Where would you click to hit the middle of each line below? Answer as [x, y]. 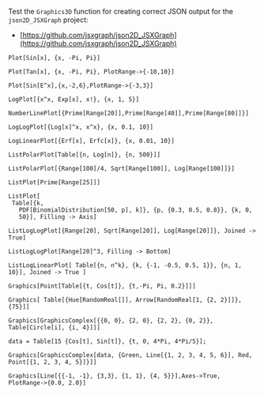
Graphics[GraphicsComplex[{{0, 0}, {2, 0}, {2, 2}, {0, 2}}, [111, 321]
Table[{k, [28, 203]
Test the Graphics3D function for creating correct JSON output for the [121, 11]
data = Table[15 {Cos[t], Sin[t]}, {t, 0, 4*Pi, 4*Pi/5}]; [107, 341]
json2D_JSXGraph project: [48, 20]
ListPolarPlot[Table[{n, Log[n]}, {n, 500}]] [84, 155]
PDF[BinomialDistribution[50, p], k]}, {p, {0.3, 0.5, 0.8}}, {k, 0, [136, 210]
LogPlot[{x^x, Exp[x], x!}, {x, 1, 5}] [74, 100]
